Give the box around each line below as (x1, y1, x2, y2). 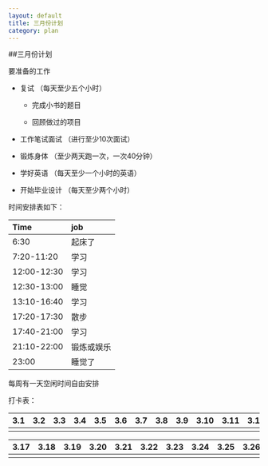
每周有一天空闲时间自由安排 (8, 379, 100, 388)
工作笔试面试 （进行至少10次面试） (19, 134, 135, 144)
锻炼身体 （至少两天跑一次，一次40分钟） (19, 151, 157, 161)
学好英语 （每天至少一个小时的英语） (19, 169, 141, 178)
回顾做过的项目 (31, 117, 81, 127)
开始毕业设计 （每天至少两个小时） (19, 185, 134, 195)
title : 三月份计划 (8, 19, 64, 27)
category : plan (8, 26, 59, 34)
